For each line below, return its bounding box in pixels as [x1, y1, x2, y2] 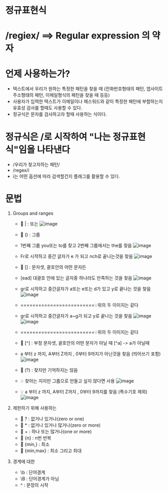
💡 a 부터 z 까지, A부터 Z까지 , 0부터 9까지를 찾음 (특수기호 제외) [20, 388, 148, 395]
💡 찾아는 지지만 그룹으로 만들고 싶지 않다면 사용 [20, 378, 115, 384]
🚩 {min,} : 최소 [20, 442, 50, 448]
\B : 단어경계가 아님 [20, 476, 59, 482]
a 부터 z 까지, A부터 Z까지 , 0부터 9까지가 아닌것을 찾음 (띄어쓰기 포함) [20, 351, 161, 357]
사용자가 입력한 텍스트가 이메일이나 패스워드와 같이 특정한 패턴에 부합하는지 [12, 98, 163, 105]
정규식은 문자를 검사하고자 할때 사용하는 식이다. [12, 111, 107, 117]
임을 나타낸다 [18, 144, 70, 155]
